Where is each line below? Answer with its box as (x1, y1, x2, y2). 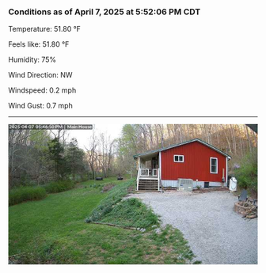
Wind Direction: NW (8, 70, 73, 80)
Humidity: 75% (8, 55, 57, 65)
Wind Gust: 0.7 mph (8, 101, 73, 111)
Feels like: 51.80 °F (8, 40, 70, 49)
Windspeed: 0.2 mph (8, 85, 77, 95)
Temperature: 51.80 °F (8, 25, 82, 34)
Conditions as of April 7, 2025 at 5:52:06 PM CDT (8, 6, 201, 17)
